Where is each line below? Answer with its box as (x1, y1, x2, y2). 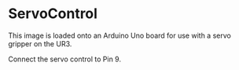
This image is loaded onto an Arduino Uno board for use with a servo (8, 31, 232, 40)
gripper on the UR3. (8, 39, 72, 48)
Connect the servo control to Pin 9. (8, 54, 122, 64)
